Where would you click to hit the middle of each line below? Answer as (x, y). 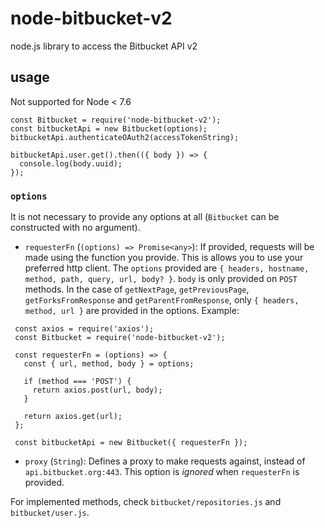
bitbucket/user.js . (50, 513)
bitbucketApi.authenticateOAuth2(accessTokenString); (125, 137)
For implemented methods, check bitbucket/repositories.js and (146, 502)
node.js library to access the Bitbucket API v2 (104, 46)
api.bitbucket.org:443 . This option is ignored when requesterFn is (162, 472)
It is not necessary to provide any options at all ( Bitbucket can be (145, 217)
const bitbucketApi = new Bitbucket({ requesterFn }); (131, 443)
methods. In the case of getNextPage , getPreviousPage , (137, 289)
